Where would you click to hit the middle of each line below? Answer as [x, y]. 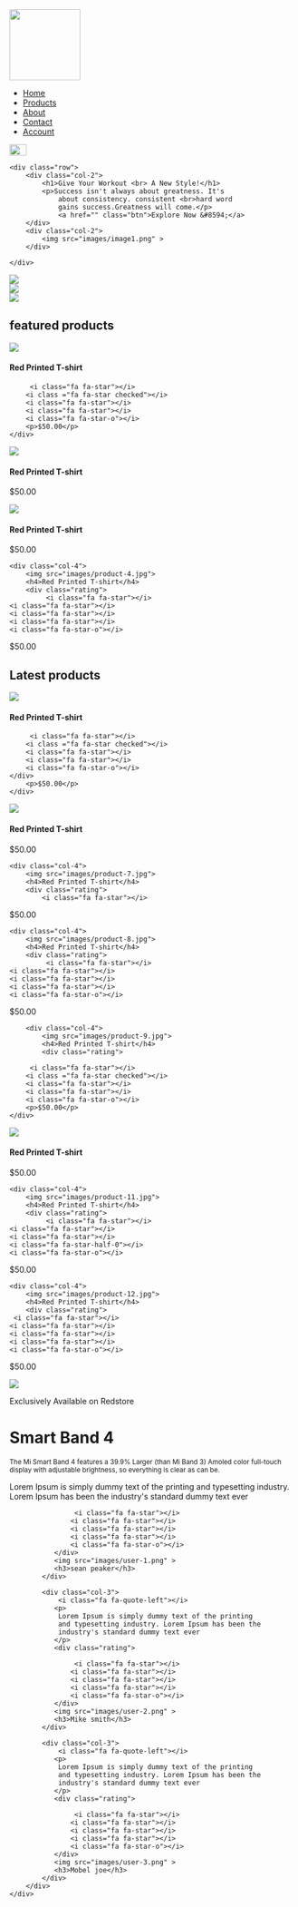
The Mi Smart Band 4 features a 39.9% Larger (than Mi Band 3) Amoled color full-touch [146, 1462]
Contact [37, 122]
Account [38, 132]
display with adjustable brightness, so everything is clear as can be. [115, 1470]
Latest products [55, 675]
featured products [62, 326]
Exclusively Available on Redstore [72, 1401]
